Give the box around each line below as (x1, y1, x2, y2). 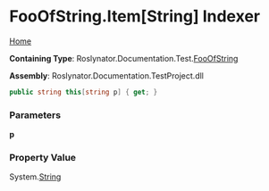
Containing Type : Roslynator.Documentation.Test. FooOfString (9, 53, 239, 63)
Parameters (9, 109, 61, 121)
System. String (9, 171, 62, 182)
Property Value (9, 152, 77, 164)
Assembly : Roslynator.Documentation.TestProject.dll (9, 70, 204, 81)
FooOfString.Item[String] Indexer (9, 6, 261, 27)
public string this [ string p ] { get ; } (9, 87, 158, 96)
